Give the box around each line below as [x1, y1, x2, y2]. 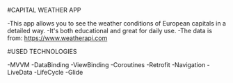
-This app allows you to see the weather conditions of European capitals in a [7, 19, 226, 27]
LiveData [7, 68, 33, 76]
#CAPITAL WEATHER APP [7, 6, 81, 14]
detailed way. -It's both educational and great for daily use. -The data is [7, 27, 212, 35]
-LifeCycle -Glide [33, 68, 83, 76]
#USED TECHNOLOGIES [7, 48, 77, 55]
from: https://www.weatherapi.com [7, 34, 108, 42]
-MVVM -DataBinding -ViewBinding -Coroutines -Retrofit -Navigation [7, 61, 206, 68]
